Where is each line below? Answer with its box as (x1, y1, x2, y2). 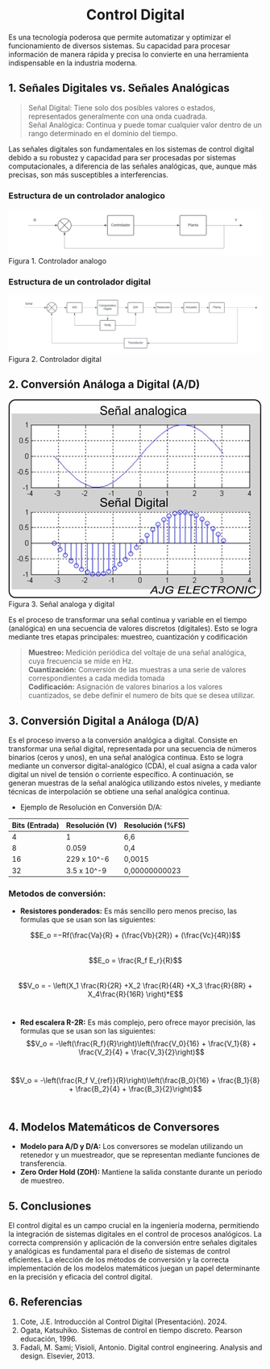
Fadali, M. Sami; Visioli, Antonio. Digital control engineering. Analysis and (19, 1342, 263, 1352)
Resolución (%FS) (123, 820, 186, 830)
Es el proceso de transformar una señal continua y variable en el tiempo (8, 615, 247, 625)
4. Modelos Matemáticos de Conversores (8, 1120, 220, 1134)
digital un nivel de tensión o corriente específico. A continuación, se (8, 770, 234, 780)
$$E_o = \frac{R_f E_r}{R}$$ (88, 955, 183, 965)
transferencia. (19, 1159, 67, 1168)
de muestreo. (19, 1176, 64, 1186)
